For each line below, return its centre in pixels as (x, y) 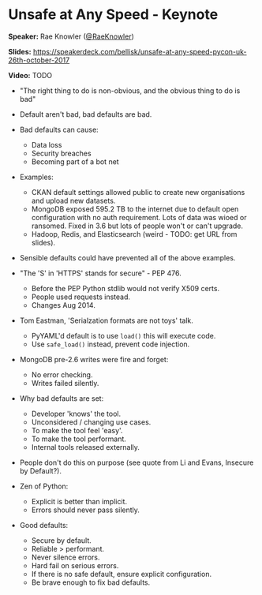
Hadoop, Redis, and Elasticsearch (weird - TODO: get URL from (134, 234)
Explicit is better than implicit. (79, 501)
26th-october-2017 (39, 60)
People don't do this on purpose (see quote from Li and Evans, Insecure (137, 462)
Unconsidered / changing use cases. (91, 422)
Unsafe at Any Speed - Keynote (113, 15)
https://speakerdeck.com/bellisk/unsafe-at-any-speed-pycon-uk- (140, 51)
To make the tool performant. (79, 439)
